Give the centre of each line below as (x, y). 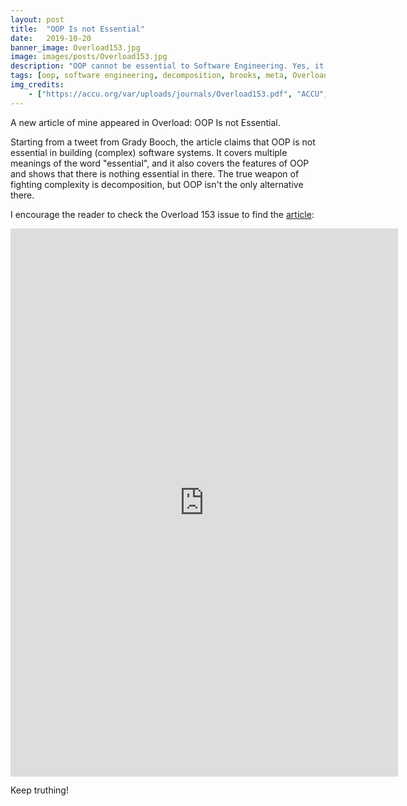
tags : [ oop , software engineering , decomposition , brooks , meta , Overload (169, 76)
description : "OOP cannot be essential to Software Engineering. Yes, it (167, 66)
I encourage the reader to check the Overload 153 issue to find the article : (162, 214)
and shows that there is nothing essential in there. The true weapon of (155, 173)
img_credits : (37, 85)
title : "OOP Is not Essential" (77, 29)
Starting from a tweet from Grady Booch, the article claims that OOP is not (163, 142)
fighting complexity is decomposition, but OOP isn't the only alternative (157, 184)
